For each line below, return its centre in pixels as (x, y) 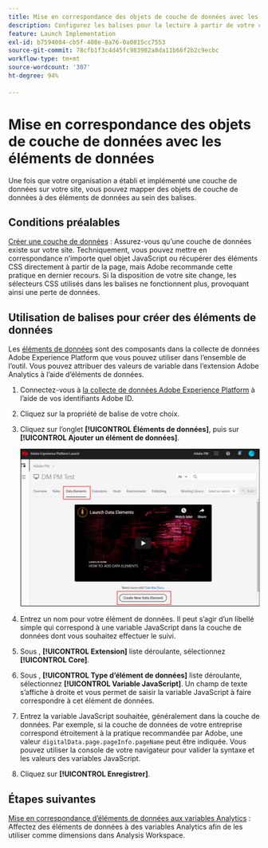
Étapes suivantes (52, 799)
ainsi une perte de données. (54, 292)
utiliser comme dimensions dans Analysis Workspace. (97, 835)
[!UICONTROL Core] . (55, 660)
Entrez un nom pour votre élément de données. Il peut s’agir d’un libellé (137, 619)
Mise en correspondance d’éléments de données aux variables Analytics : (130, 819)
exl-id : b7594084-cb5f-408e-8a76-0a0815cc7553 (87, 42)
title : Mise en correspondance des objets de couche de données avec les (134, 17)
